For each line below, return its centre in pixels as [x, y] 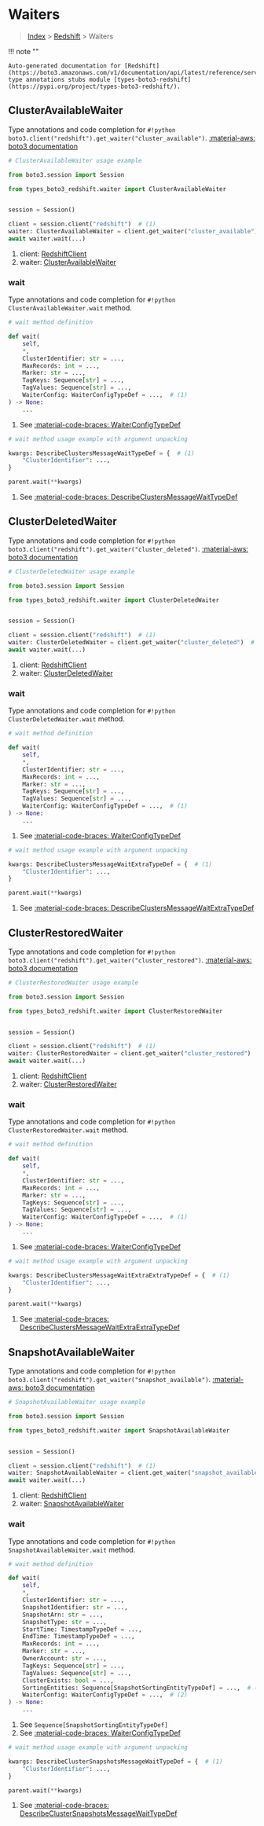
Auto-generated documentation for [65, 66]
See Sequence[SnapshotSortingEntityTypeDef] [94, 1725]
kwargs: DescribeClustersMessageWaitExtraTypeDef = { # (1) [110, 864]
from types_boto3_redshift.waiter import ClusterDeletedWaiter [114, 600]
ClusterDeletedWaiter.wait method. [67, 719]
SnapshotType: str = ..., [65, 1622]
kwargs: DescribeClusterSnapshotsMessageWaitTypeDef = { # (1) [115, 1762]
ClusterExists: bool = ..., [68, 1680]
